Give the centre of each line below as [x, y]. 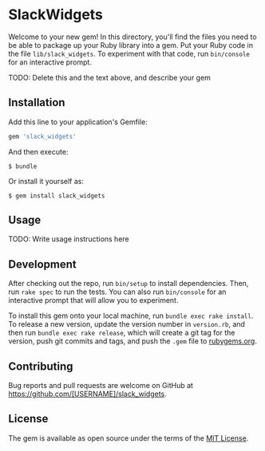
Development [43, 264]
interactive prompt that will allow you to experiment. [93, 300]
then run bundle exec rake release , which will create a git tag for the [122, 333]
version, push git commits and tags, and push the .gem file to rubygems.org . [133, 341]
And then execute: [38, 151]
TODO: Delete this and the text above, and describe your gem [110, 77]
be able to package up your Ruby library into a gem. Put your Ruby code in [131, 45]
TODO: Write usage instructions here [69, 239]
